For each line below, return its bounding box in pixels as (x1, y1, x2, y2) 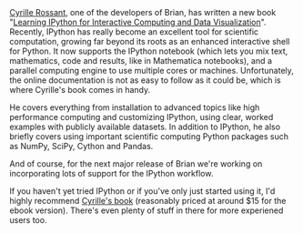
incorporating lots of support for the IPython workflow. (9, 168, 214, 178)
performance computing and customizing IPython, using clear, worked (9, 112, 274, 122)
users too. (9, 215, 47, 225)
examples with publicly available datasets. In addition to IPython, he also (9, 121, 280, 132)
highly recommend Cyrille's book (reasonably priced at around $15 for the (9, 196, 287, 206)
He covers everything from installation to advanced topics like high (9, 102, 260, 113)
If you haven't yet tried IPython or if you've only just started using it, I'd (9, 186, 276, 197)
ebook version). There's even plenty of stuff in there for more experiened (9, 205, 284, 216)
